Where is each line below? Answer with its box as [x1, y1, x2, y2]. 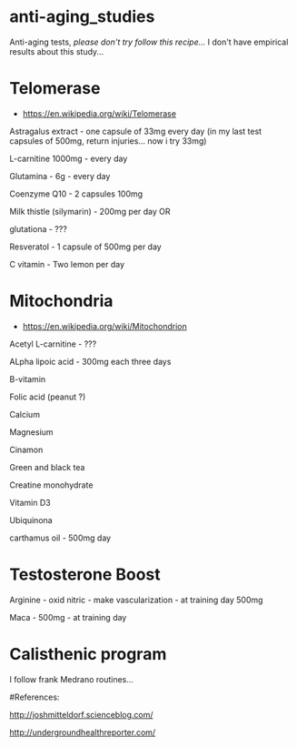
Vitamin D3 [9, 497, 52, 508]
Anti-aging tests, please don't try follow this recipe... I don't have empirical [9, 36, 289, 47]
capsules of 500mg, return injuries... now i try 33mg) [9, 135, 207, 146]
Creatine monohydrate [9, 479, 94, 490]
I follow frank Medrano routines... [9, 673, 134, 684]
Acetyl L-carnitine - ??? [9, 338, 97, 349]
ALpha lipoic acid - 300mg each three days [9, 356, 172, 367]
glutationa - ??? [9, 223, 68, 234]
